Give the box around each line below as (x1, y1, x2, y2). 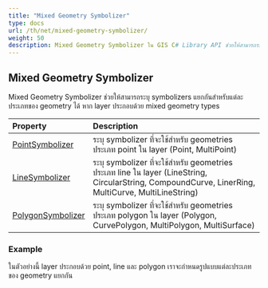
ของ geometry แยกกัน (8, 270, 73, 280)
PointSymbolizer (12, 139, 74, 150)
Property (12, 120, 47, 132)
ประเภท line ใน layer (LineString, (93, 167, 207, 178)
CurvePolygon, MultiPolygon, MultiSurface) (93, 219, 255, 231)
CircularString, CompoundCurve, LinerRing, (93, 176, 255, 187)
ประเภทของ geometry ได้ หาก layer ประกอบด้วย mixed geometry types (8, 101, 220, 110)
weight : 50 (8, 34, 45, 42)
